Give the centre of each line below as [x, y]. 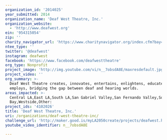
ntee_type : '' [20, 47]
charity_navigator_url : [30, 42]
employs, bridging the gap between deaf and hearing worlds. [74, 88]
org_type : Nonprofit [27, 65]
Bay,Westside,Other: [31, 102]
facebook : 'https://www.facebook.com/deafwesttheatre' [63, 61]
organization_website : [29, 24]
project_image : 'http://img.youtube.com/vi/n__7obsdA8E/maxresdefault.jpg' [85, 70]
